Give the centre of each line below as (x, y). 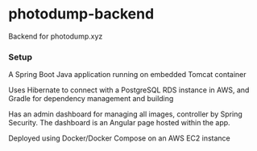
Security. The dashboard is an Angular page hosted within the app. (120, 123)
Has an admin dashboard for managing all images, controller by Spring (126, 114)
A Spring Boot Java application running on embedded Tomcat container (128, 75)
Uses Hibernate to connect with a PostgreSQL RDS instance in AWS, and (129, 90)
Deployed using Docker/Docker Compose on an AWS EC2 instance (120, 138)
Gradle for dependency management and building (91, 99)
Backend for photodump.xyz (56, 36)
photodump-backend (81, 14)
